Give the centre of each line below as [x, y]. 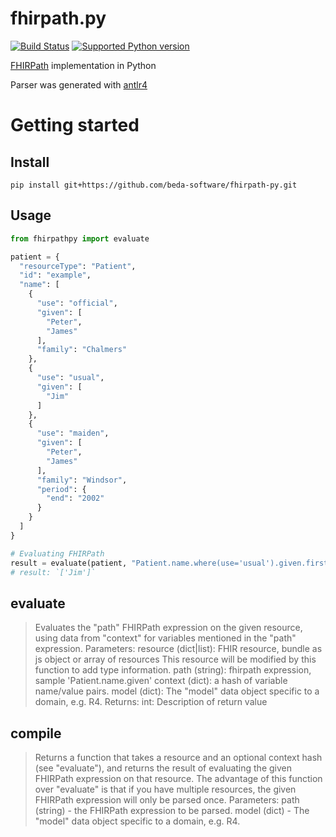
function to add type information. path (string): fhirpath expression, [173, 670]
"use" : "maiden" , [73, 433]
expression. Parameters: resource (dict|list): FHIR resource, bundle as [178, 649]
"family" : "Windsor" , [82, 480]
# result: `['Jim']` [53, 572]
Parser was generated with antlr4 [79, 84]
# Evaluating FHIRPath [57, 553]
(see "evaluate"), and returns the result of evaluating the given [163, 768]
